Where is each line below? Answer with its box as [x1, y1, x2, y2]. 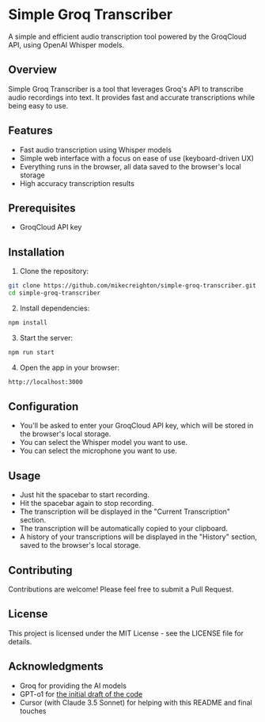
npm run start [8, 348, 55, 356]
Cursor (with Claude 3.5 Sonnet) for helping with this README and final [19, 697, 252, 707]
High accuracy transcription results [19, 178, 134, 188]
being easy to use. [8, 101, 69, 110]
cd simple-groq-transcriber [8, 289, 101, 298]
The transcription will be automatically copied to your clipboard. [19, 524, 228, 534]
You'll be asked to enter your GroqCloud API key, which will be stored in [19, 421, 254, 431]
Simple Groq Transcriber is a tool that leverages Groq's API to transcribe [8, 84, 244, 93]
